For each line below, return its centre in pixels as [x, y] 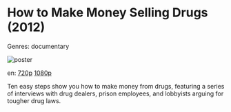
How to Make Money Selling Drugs [108, 13]
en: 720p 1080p [29, 73]
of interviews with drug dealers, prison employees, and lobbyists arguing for [115, 93]
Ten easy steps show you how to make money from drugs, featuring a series [116, 86]
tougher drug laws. [34, 100]
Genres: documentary [38, 46]
